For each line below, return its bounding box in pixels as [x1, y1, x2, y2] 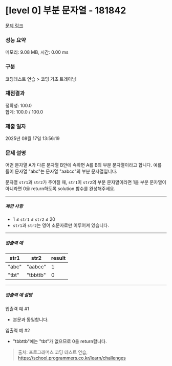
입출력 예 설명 [5, 292, 32, 298]
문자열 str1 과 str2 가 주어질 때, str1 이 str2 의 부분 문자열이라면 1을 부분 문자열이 [5, 179, 166, 186]
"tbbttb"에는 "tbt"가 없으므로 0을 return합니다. [12, 338, 107, 345]
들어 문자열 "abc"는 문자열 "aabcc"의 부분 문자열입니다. [5, 168, 118, 174]
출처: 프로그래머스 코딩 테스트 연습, [17, 349, 88, 355]
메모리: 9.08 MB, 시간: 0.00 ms [5, 49, 69, 55]
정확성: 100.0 [5, 102, 32, 108]
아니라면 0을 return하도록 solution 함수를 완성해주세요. [5, 186, 116, 192]
